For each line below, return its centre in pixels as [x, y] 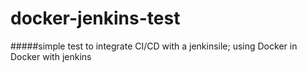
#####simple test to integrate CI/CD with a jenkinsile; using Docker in [154, 46]
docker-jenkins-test [95, 18]
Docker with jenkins [51, 56]
